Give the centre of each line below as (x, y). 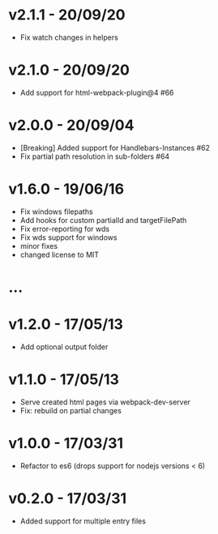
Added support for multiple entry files (83, 521)
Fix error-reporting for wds (65, 229)
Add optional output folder (64, 347)
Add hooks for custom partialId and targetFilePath (103, 220)
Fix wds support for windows (68, 237)
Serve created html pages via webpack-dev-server (105, 402)
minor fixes (39, 246)
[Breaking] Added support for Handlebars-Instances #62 (115, 147)
